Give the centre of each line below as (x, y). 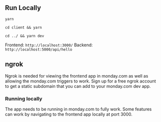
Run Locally (23, 8)
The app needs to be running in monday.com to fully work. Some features (78, 109)
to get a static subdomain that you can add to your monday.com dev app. (78, 86)
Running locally (24, 98)
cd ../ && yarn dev (25, 36)
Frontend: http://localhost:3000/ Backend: (49, 45)
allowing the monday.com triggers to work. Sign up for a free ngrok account (80, 81)
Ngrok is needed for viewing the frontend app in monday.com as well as (77, 76)
